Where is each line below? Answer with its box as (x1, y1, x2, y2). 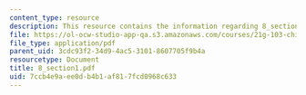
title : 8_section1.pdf (9, 64, 96, 73)
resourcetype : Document (9, 55, 100, 64)
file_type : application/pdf (9, 38, 117, 48)
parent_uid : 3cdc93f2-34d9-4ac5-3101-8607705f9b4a (9, 47, 206, 56)
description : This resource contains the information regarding (9, 22, 259, 31)
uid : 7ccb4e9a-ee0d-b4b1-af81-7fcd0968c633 (9, 72, 178, 81)
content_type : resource (9, 13, 100, 23)
